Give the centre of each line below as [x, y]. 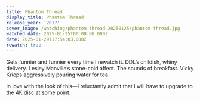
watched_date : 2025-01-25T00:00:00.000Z [57, 34]
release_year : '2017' [33, 23]
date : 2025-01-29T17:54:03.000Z [46, 39]
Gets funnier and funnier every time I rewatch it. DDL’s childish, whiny [92, 62]
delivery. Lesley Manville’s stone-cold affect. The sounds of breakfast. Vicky [100, 68]
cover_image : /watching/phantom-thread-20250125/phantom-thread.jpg [93, 28]
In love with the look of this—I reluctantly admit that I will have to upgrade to [99, 86]
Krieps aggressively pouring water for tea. [58, 75]
